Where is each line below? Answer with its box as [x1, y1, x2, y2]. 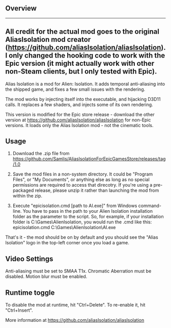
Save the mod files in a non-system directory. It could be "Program [12, 171, 153, 178]
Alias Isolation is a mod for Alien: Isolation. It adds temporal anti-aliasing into [5, 81, 165, 87]
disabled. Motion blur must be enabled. [5, 273, 88, 280]
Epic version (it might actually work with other [5, 59, 155, 68]
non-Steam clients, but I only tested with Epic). [5, 67, 157, 76]
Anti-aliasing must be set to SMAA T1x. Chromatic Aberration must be [5, 268, 152, 274]
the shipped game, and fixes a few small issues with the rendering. [5, 86, 146, 92]
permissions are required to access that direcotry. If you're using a [12, 182, 153, 188]
